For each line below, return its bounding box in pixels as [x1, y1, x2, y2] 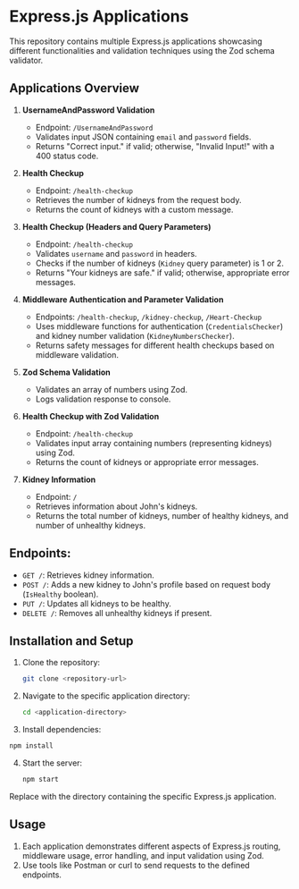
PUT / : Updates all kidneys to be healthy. [21, 597, 171, 609]
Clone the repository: [21, 657, 101, 668]
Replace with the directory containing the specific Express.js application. [9, 791, 277, 801]
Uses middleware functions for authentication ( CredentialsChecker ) [35, 320, 284, 332]
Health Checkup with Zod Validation [21, 411, 160, 421]
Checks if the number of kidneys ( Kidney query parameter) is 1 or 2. [35, 258, 284, 268]
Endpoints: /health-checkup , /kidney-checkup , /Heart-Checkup [35, 311, 262, 322]
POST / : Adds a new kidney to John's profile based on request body [21, 579, 270, 589]
